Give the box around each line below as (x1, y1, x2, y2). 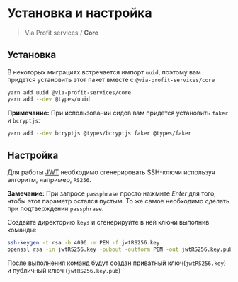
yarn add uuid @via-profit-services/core (7, 89, 132, 96)
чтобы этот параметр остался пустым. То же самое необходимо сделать (7, 197, 230, 205)
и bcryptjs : (7, 115, 40, 125)
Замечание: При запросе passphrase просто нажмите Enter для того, (7, 189, 216, 198)
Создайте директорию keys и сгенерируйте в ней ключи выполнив (7, 218, 210, 227)
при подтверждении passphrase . (7, 204, 104, 213)
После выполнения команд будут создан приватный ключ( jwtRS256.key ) (7, 259, 227, 267)
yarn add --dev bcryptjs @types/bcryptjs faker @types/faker (7, 130, 192, 137)
